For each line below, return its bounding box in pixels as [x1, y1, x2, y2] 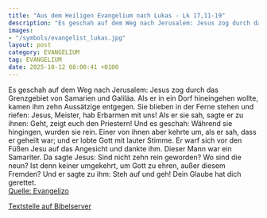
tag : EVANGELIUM [8, 56, 62, 64]
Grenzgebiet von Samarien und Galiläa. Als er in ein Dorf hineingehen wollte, [8, 93, 259, 103]
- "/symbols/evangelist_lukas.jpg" [8, 33, 126, 42]
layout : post [8, 41, 52, 49]
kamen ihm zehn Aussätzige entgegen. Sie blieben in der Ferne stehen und [8, 101, 254, 111]
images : [8, 26, 34, 34]
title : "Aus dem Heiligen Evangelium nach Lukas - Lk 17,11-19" [8, 11, 226, 20]
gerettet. [8, 178, 37, 187]
